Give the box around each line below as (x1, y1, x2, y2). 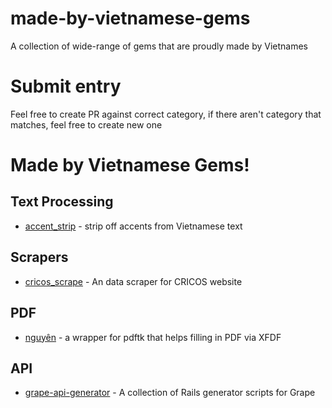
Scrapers (10, 249, 69, 266)
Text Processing (10, 193, 114, 211)
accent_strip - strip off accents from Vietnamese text (24, 220, 243, 232)
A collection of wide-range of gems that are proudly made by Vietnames (10, 40, 308, 52)
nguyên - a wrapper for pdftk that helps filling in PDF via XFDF (24, 331, 282, 343)
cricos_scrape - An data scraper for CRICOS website (24, 275, 243, 287)
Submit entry (10, 75, 122, 98)
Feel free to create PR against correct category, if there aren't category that (10, 108, 322, 120)
